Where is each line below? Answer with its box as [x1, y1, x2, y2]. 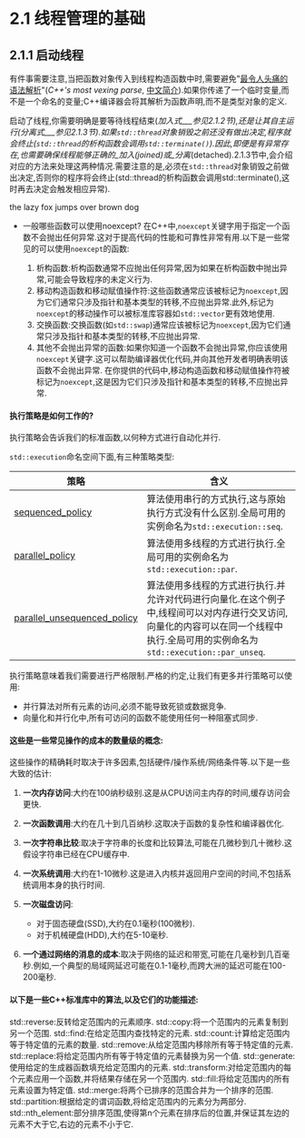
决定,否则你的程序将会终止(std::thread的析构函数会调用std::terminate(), [16, 172, 282, 183]
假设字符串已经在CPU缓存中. [22, 849, 130, 860]
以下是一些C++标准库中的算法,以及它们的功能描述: [9, 994, 199, 1005]
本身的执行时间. [46, 880, 105, 891]
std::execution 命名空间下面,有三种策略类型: [9, 451, 175, 462]
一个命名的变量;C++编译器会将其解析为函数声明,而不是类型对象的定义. [25, 96, 288, 106]
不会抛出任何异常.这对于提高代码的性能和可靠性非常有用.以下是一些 [30, 232, 282, 242]
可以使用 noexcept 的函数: [38, 243, 130, 254]
